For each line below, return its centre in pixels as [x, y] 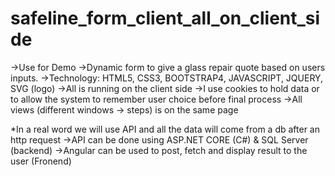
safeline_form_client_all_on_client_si [165, 18]
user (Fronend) [41, 161]
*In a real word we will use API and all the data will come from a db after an [165, 129]
